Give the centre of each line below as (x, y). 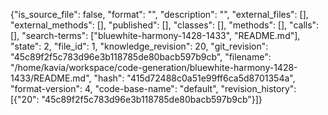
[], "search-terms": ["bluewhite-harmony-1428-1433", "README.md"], (155, 35)
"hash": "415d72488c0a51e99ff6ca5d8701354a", (194, 78)
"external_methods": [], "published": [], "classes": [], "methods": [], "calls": (165, 25)
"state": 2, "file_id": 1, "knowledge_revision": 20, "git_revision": (139, 46)
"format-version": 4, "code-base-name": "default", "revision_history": (153, 88)
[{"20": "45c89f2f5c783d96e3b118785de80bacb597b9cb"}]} (136, 99)
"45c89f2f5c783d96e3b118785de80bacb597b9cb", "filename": (141, 57)
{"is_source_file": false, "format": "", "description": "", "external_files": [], (159, 14)
